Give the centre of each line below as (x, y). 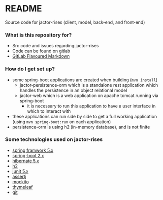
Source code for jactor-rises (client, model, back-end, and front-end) (75, 22)
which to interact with (49, 111)
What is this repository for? (39, 35)
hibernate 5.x (26, 161)
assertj (19, 176)
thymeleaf (22, 187)
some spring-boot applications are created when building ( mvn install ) (85, 80)
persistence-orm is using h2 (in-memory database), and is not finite (81, 127)
